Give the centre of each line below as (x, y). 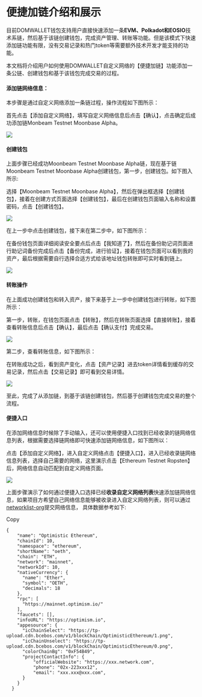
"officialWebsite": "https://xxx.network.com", (93, 662)
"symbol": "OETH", (45, 583)
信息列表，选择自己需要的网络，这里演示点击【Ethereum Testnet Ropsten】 (100, 460)
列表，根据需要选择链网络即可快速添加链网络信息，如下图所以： (90, 440)
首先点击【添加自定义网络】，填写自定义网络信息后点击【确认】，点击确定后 (98, 116)
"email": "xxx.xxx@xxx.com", (69, 672)
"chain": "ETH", (38, 557)
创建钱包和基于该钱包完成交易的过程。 (74, 73)
